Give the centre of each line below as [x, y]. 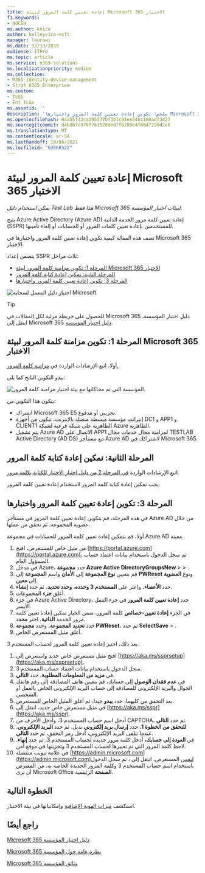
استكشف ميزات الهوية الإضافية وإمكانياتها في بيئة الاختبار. [71, 805]
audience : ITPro [27, 52]
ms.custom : [21, 91]
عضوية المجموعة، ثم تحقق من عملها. [49, 524]
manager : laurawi [29, 40]
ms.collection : [26, 74]
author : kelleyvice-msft [38, 35]
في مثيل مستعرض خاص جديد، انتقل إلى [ [62, 707]
